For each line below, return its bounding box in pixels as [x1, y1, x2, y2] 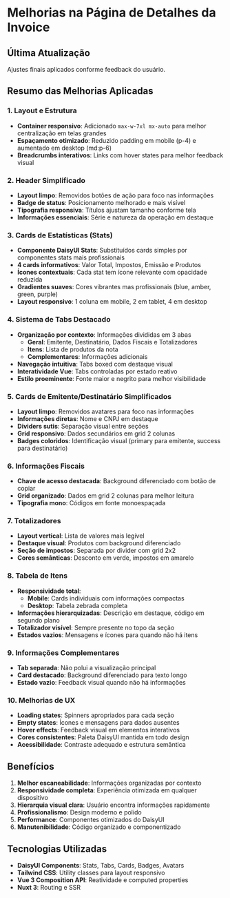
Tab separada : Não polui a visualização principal [17, 664, 156, 672]
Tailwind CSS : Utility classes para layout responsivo [17, 868, 165, 877]
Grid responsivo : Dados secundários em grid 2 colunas [17, 429, 176, 438]
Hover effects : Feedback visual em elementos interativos [17, 726, 180, 734]
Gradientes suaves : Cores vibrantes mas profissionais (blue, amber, [17, 283, 211, 291]
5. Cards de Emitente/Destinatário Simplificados [7, 391, 172, 401]
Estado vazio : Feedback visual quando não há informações [17, 679, 186, 687]
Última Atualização [7, 47, 91, 59]
